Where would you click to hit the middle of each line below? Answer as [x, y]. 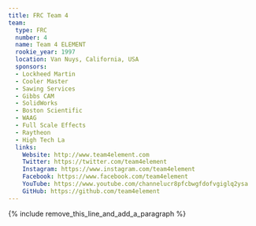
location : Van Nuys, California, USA [77, 60]
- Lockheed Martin [46, 74]
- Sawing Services [46, 89]
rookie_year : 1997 [46, 52]
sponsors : [31, 67]
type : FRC [31, 30]
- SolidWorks [37, 103]
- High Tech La [40, 140]
